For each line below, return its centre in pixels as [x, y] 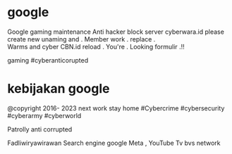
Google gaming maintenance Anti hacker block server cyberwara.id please [116, 32]
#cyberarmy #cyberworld [44, 115]
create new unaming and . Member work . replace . [81, 39]
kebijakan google [59, 89]
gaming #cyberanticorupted [48, 60]
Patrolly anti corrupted [40, 129]
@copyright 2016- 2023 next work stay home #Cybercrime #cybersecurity [116, 108]
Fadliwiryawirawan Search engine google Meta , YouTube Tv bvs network [114, 143]
